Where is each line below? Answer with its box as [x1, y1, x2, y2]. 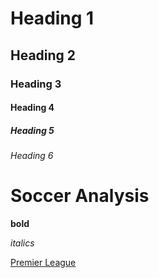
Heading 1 [10, 7, 95, 30]
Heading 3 [10, 77, 62, 91]
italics [10, 237, 35, 249]
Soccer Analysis [10, 185, 150, 207]
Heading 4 [10, 102, 55, 114]
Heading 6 [10, 150, 54, 162]
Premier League [10, 257, 77, 268]
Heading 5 [10, 124, 55, 136]
